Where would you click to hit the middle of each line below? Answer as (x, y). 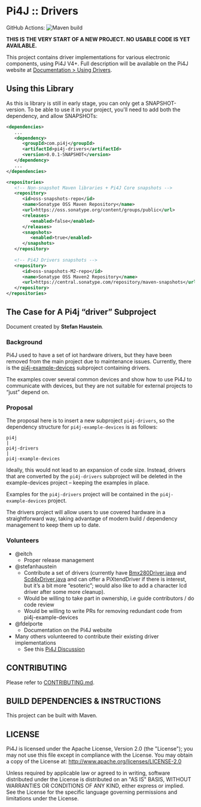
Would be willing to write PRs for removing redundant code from (103, 611)
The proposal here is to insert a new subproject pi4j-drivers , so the (90, 421)
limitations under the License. (42, 799)
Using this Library (40, 89)
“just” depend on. (28, 392)
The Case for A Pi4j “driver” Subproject (81, 312)
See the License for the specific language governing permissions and (92, 792)
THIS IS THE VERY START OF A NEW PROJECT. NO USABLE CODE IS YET (98, 39)
